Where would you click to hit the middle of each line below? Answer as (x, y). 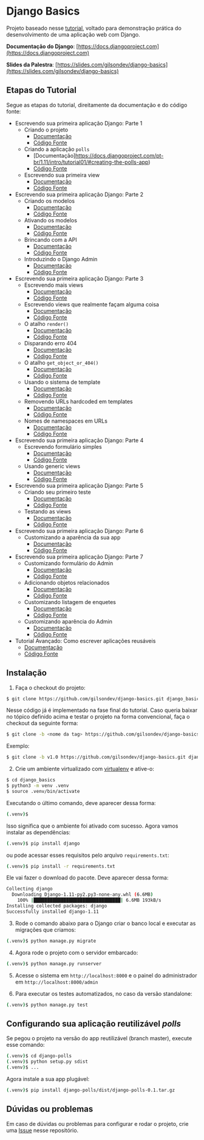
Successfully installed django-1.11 (53, 912)
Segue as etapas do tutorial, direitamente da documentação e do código (97, 105)
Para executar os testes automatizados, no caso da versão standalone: (104, 993)
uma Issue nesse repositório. (42, 1130)
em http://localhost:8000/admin (56, 982)
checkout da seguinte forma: (42, 723)
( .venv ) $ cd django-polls (39, 1056)
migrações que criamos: (45, 929)
